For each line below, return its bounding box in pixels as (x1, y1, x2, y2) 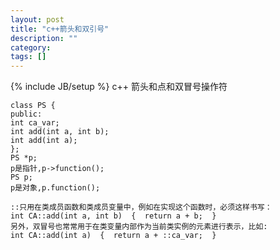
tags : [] (10, 52, 47, 62)
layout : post (10, 14, 65, 25)
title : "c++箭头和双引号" (10, 24, 110, 34)
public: (10, 109, 43, 120)
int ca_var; (10, 118, 60, 128)
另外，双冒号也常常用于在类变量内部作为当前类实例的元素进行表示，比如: (10, 222, 268, 232)
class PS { (10, 101, 56, 111)
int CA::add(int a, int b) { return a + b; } (10, 211, 217, 221)
